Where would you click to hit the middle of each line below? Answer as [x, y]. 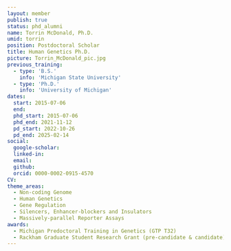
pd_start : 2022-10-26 [44, 129]
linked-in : [29, 154]
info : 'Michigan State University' [70, 77]
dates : [16, 97]
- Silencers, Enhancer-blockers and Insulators [83, 212]
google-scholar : [36, 148]
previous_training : [35, 65]
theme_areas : [26, 186]
